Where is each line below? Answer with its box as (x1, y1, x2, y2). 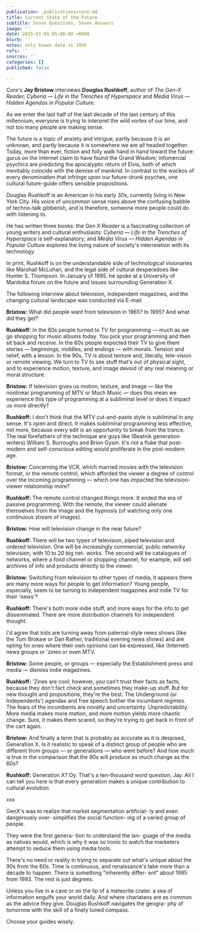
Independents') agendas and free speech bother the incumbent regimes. (6, 697, 186, 704)
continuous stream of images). (6, 513, 82, 520)
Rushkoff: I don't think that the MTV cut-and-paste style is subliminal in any (6, 414, 193, 421)
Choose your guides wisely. (6, 918, 75, 926)
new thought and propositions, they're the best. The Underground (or (6, 691, 178, 698)
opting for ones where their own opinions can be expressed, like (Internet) (6, 642, 189, 649)
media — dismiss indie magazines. (6, 667, 92, 674)
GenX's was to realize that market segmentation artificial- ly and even (6, 808, 178, 815)
